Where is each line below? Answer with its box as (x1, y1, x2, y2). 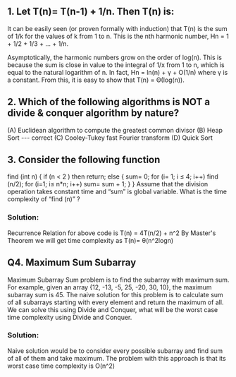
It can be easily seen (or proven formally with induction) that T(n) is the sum (7, 24, 228, 32)
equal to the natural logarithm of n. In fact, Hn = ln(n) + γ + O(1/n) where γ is (7, 68, 228, 76)
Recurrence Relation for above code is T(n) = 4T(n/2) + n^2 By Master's (7, 229, 216, 237)
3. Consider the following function (7, 154, 161, 166)
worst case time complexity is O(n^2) (7, 361, 115, 370)
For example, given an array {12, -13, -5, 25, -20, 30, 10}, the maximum (7, 282, 212, 292)
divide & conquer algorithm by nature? (7, 107, 180, 119)
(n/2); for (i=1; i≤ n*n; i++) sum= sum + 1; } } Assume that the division (7, 180, 209, 188)
